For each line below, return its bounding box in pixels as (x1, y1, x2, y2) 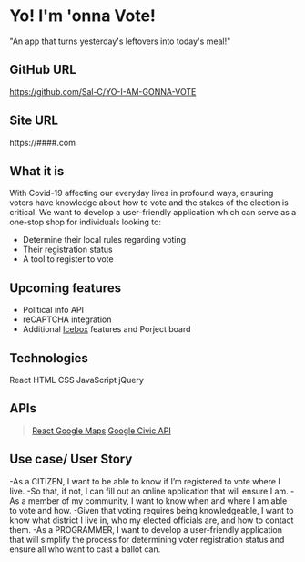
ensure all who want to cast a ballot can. (9, 544, 161, 555)
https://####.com (9, 137, 76, 148)
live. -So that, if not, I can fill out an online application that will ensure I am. (9, 485, 289, 496)
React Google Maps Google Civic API (31, 425, 171, 436)
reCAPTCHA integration (22, 314, 112, 325)
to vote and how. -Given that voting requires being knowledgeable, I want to (9, 505, 294, 515)
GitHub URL (9, 62, 77, 78)
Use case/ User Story (9, 452, 133, 467)
